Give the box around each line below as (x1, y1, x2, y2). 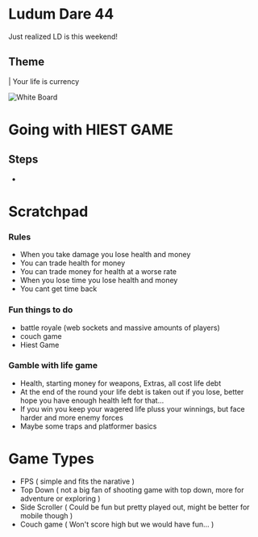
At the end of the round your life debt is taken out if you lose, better (19, 387, 244, 396)
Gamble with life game (8, 360, 98, 371)
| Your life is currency (8, 76, 80, 86)
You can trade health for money (19, 258, 126, 268)
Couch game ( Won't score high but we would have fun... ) (19, 519, 214, 529)
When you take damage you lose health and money (19, 250, 191, 260)
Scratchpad (8, 202, 89, 221)
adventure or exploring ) (19, 493, 101, 503)
